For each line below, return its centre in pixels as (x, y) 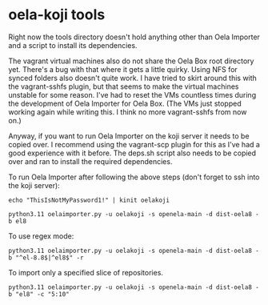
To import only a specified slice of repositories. (86, 272)
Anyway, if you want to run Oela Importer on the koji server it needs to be (129, 136)
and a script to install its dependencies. (73, 45)
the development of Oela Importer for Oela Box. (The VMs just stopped (125, 103)
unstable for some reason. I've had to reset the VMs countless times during (132, 94)
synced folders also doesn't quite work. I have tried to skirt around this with (133, 78)
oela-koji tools (57, 15)
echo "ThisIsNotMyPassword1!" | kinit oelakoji (89, 200)
